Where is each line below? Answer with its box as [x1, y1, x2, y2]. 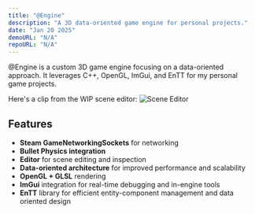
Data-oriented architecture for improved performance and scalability [19, 163, 246, 172]
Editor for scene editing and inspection [19, 154, 147, 164]
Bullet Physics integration [19, 146, 106, 156]
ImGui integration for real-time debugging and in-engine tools [19, 179, 220, 189]
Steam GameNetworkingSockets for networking [19, 138, 179, 147]
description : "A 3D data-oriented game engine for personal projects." [8, 19, 248, 27]
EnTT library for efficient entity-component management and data [19, 188, 235, 197]
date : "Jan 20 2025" [8, 26, 76, 34]
